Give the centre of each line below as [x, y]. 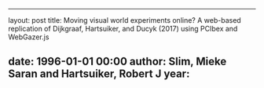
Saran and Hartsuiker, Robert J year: [99, 74]
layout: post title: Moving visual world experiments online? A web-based [125, 20]
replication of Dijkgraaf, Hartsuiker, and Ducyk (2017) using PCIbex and [123, 29]
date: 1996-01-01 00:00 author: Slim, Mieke [117, 62]
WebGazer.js [29, 37]
